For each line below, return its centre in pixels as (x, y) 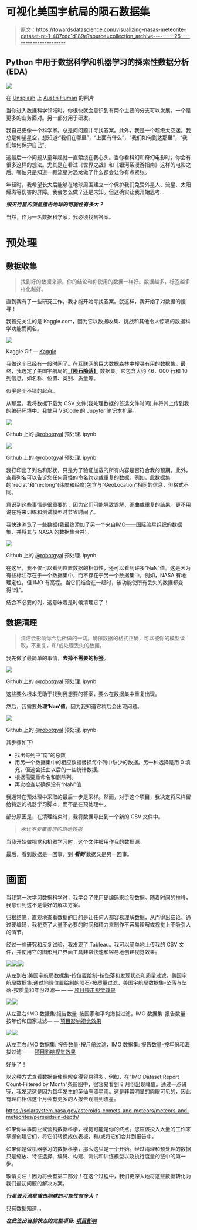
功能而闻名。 (26, 328)
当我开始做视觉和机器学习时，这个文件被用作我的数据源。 (75, 841)
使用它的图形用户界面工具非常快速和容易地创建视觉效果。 (91, 952)
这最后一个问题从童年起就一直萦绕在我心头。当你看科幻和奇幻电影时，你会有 (98, 157)
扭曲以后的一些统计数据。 (71, 769)
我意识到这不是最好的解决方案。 (45, 905)
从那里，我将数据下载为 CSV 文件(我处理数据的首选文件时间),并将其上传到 (95, 403)
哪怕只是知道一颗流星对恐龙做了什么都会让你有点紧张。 (83, 172)
